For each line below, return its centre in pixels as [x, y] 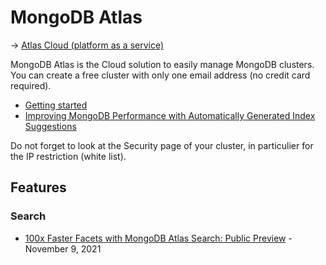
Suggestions [50, 126]
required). [31, 85]
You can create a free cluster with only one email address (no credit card [160, 75]
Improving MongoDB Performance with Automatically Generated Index [170, 115]
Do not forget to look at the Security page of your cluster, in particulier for [162, 145]
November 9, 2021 [63, 248]
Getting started [56, 105]
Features [38, 187]
